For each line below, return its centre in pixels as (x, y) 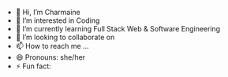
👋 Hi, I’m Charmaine (48, 12)
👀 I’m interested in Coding (58, 20)
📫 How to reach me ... (52, 46)
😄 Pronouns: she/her (50, 57)
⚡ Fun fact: (33, 66)
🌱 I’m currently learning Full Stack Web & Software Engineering (118, 29)
